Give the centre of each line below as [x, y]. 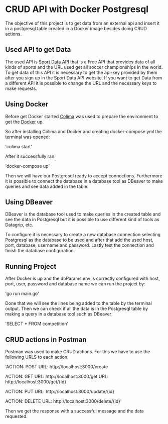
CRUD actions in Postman [46, 339]
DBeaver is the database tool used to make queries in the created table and [83, 214]
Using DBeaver [29, 202]
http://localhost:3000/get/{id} [36, 382]
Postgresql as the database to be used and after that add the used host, [79, 240]
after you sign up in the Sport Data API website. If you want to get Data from [83, 78]
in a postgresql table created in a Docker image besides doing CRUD [76, 28]
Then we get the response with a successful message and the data [74, 411]
